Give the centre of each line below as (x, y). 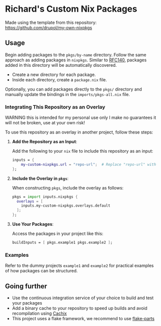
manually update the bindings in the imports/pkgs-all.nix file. (68, 94)
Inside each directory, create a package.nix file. (59, 79)
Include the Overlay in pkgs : (40, 178)
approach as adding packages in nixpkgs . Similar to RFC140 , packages (76, 60)
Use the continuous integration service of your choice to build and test (83, 298)
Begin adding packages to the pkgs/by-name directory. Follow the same (76, 55)
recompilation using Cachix (39, 313)
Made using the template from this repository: (51, 22)
